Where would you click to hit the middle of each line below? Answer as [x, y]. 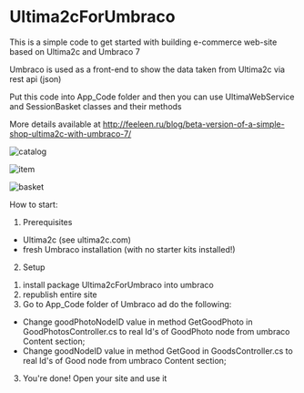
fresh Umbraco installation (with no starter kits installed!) [129, 249]
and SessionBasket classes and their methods [96, 106]
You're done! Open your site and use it [95, 378]
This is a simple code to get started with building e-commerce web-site [143, 42]
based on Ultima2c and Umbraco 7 [75, 51]
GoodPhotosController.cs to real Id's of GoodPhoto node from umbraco [156, 331]
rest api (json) [35, 78]
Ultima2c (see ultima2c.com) [77, 240]
